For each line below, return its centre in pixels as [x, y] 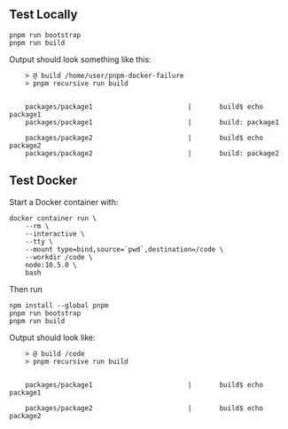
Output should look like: [52, 338]
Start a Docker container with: [64, 202]
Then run [26, 289]
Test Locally [43, 15]
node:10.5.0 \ [51, 265]
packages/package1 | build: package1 [152, 122]
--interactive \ [55, 234]
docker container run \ [53, 218]
